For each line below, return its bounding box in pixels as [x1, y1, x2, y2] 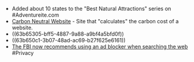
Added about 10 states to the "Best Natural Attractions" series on [11, 5, 171, 12]
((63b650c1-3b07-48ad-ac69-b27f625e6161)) [11, 37, 126, 44]
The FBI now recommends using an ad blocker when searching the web [11, 43, 189, 50]
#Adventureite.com [11, 11, 60, 18]
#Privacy [11, 49, 34, 56]
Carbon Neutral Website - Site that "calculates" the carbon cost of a [11, 18, 179, 24]
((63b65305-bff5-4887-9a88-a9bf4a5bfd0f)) [11, 30, 124, 38]
